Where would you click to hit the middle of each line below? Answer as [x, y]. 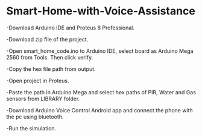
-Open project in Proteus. [38, 81]
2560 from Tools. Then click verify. [50, 57]
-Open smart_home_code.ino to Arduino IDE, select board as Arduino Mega [100, 51]
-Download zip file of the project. [47, 39]
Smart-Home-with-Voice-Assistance [101, 11]
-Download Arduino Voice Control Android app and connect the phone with [99, 110]
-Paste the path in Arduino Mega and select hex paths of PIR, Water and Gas [101, 92]
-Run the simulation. [31, 128]
